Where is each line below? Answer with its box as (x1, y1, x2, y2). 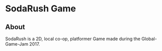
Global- (141, 36, 157, 42)
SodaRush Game (5, 3, 76, 14)
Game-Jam (5, 41, 29, 47)
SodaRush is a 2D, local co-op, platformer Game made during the (5, 36, 141, 42)
